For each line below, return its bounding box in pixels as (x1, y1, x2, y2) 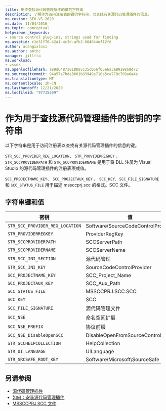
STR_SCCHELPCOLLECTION (7, 341, 61, 346)
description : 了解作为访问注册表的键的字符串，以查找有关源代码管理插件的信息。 (5, 12, 152, 17)
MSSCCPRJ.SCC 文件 (12, 400, 57, 406)
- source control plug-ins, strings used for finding (5, 35, 119, 40)
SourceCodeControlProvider (85, 264, 152, 271)
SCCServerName (85, 247, 126, 254)
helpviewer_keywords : (5, 30, 50, 35)
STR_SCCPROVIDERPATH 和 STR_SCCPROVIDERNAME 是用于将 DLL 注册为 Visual (5, 159, 152, 165)
